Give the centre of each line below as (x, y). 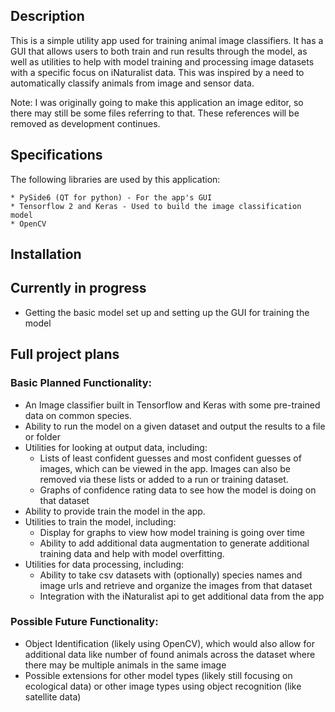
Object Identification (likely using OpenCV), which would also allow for (169, 643)
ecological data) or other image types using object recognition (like (163, 686)
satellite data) (53, 696)
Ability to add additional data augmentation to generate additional (174, 543)
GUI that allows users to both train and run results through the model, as (159, 51)
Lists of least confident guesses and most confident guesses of (170, 458)
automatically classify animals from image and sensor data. (132, 83)
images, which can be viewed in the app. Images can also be (165, 468)
